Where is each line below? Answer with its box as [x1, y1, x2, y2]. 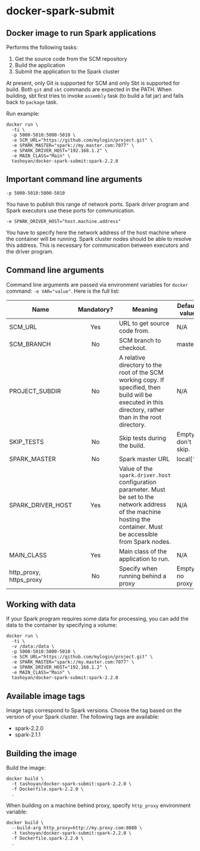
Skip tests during [118, 434, 167, 442]
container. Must [118, 522, 163, 531]
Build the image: [6, 765, 46, 772]
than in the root [118, 413, 162, 421]
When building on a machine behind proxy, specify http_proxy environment [6, 802, 191, 809]
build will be [118, 391, 153, 399]
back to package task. [6, 98, 58, 106]
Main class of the [118, 547, 167, 555]
